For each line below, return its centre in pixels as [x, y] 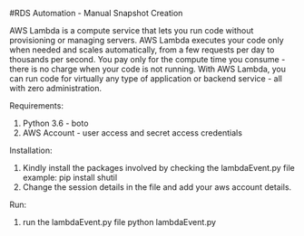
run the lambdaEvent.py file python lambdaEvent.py [119, 222]
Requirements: [36, 106]
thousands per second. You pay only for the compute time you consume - [147, 59]
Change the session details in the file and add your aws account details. [157, 187]
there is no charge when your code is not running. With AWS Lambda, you [148, 69]
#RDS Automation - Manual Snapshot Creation [96, 13]
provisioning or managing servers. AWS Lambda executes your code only [147, 40]
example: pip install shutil [70, 177]
